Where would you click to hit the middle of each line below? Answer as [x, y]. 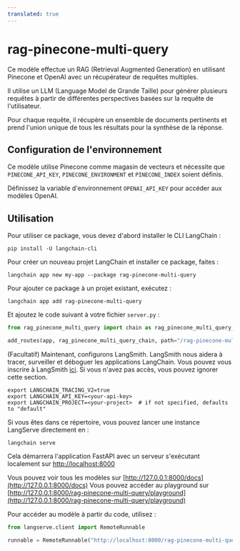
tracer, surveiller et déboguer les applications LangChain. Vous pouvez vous [120, 362]
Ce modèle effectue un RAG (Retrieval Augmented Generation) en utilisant [116, 69]
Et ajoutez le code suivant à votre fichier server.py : [84, 314]
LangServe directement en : [48, 430]
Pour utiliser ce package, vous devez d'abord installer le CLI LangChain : [114, 236]
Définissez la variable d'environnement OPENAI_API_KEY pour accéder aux [115, 188]
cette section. [27, 377]
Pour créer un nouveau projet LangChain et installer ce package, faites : [113, 262]
